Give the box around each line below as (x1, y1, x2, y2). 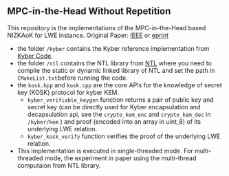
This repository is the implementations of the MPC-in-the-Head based (7, 23, 206, 32)
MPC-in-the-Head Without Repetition (7, 5, 171, 17)
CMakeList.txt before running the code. (17, 74, 129, 82)
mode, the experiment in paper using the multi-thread (44, 154, 197, 162)
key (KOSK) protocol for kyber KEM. (17, 88, 120, 96)
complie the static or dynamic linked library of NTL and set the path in (17, 66, 215, 74)
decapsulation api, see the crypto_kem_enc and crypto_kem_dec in (27, 110, 211, 118)
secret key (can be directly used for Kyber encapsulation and (27, 102, 201, 111)
